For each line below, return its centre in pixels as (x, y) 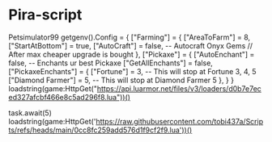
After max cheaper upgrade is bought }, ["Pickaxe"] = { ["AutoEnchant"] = (132, 54)
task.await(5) (30, 113)
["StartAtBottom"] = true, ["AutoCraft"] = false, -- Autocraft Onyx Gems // (131, 45)
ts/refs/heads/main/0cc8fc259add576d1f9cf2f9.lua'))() (100, 130)
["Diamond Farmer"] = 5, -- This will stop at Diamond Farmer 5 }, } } (121, 80)
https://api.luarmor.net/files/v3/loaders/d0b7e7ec (179, 88)
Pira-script (45, 15)
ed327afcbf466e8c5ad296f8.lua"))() (70, 97)
